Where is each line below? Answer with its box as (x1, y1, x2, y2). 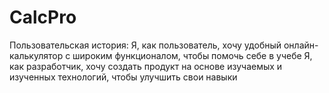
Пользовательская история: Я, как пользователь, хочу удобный (9, 39, 282, 51)
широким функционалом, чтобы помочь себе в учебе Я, (72, 49, 313, 61)
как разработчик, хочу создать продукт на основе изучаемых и (9, 60, 283, 72)
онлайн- (283, 39, 319, 51)
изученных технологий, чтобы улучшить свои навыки (9, 71, 238, 83)
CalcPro (9, 6, 77, 29)
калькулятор (9, 49, 64, 61)
